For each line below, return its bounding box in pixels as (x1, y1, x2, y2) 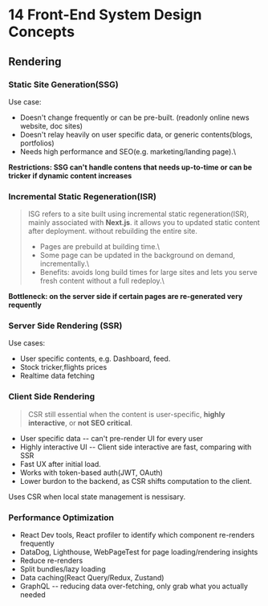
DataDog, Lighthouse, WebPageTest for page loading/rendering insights (19, 547, 258, 557)
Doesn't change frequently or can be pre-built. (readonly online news (19, 113, 250, 122)
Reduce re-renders (19, 556, 83, 566)
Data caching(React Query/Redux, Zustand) (19, 573, 164, 583)
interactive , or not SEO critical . (27, 418, 133, 428)
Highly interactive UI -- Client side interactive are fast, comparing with (19, 442, 252, 452)
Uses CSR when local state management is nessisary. (8, 492, 186, 502)
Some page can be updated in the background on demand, (39, 251, 235, 260)
